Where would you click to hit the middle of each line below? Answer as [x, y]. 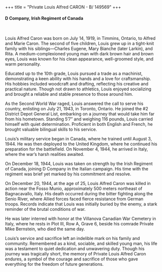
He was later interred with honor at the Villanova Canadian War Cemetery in [81, 219]
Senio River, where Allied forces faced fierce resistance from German [74, 199]
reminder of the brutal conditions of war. [45, 209]
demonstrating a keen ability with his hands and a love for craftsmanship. [78, 79]
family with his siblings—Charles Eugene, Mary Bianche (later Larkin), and [79, 49]
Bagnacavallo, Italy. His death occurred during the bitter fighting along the [79, 194]
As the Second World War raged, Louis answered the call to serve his [74, 103]
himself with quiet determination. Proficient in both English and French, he [79, 124]
